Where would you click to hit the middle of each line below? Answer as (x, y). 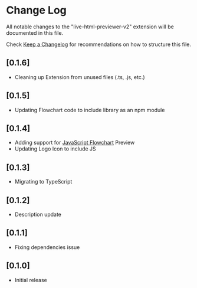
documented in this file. (35, 32)
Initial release (31, 280)
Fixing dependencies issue (47, 247)
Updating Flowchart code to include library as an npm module (90, 110)
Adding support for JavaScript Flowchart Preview (75, 143)
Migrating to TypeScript (43, 182)
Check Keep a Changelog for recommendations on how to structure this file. (99, 44)
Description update (38, 214)
